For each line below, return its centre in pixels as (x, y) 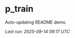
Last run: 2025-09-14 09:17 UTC (37, 31)
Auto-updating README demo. (36, 22)
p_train (19, 9)
